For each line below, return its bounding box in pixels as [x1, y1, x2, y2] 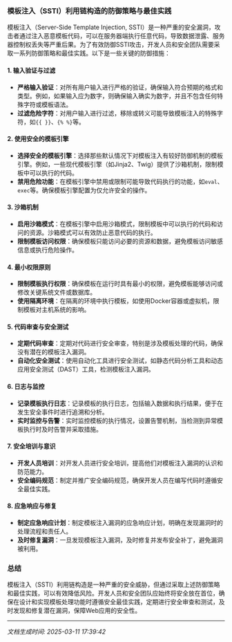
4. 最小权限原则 [7, 263, 51, 271]
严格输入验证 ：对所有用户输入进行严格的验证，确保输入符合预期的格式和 [17, 83, 223, 91]
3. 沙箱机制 [7, 203, 39, 212]
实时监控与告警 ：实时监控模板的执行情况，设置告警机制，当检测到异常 [17, 416, 217, 425]
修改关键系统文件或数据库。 [17, 288, 97, 297]
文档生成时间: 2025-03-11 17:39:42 [7, 627, 106, 636]
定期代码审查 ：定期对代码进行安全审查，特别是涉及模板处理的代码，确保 [17, 339, 223, 347]
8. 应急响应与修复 [7, 502, 57, 510]
